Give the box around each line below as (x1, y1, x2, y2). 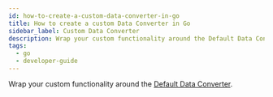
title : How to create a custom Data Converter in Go (8, 19, 191, 27)
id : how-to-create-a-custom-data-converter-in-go (8, 11, 180, 20)
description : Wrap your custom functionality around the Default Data (8, 34, 253, 43)
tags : (8, 42, 27, 50)
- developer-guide (15, 57, 79, 65)
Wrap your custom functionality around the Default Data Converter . (8, 78, 233, 89)
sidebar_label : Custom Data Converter (8, 27, 140, 35)
